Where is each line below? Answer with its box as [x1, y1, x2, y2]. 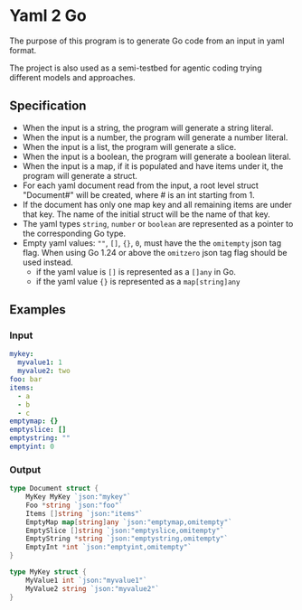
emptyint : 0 [9, 442, 54, 452]
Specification [9, 99, 87, 114]
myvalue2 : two [17, 367, 71, 376]
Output [9, 463, 42, 475]
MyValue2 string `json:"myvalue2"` [25, 584, 160, 593]
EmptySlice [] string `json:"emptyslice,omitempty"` [25, 526, 224, 535]
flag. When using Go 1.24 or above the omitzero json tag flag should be [22, 247, 288, 258]
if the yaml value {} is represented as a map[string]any [35, 276, 241, 286]
